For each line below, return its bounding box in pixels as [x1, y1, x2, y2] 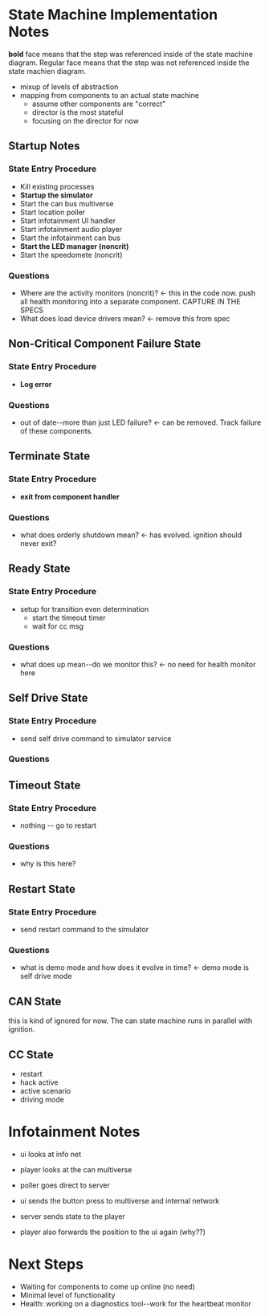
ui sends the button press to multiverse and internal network [19, 1196, 220, 1206]
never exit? [19, 538, 57, 548]
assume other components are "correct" [31, 99, 166, 108]
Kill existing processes [19, 181, 95, 191]
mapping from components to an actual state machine [19, 90, 199, 100]
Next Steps [8, 1255, 84, 1273]
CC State [8, 1048, 54, 1061]
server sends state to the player [19, 1212, 126, 1221]
